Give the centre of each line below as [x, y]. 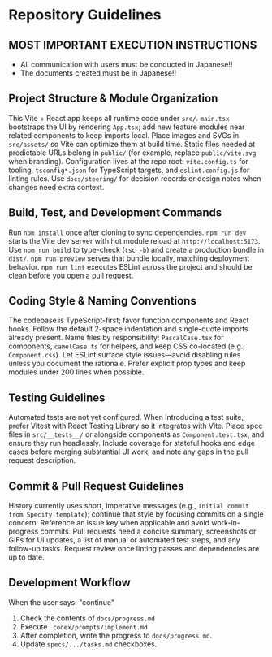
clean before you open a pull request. [71, 275]
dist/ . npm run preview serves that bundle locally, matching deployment [129, 258]
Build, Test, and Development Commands [115, 213]
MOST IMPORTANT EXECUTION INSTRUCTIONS [133, 45]
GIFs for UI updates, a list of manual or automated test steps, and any [125, 540]
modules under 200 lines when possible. [76, 372]
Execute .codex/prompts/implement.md [84, 626]
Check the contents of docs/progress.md [88, 618]
